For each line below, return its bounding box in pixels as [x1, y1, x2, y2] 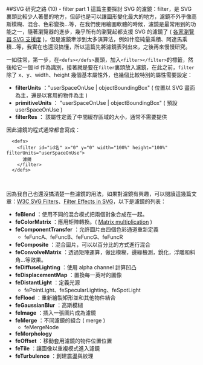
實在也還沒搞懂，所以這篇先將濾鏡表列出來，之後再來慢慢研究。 [32, 43, 192, 50]
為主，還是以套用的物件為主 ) [14, 92, 88, 99]
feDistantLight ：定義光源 [14, 279, 80, 286]
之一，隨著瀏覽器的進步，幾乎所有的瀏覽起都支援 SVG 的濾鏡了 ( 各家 [11, 28, 184, 35]
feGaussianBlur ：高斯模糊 [14, 302, 83, 309]
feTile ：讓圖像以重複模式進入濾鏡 [14, 345, 100, 352]
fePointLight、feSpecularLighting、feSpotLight [24, 287, 141, 293]
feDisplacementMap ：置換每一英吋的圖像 [14, 272, 122, 278]
